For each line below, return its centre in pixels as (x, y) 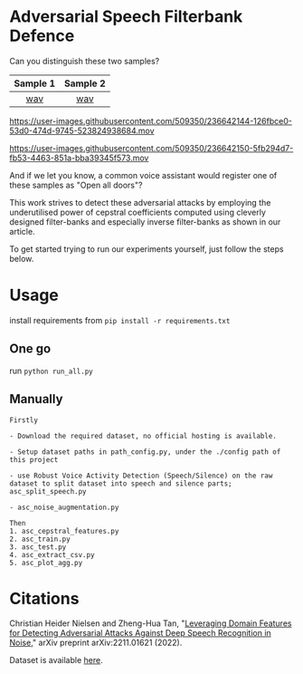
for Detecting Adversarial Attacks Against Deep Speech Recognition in (140, 633)
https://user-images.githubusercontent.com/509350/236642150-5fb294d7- (151, 148)
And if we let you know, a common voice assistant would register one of (143, 175)
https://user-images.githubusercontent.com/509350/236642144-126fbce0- (151, 120)
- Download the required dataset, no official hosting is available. (143, 436)
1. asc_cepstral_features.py (64, 531)
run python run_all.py (51, 371)
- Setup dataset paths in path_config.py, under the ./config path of (145, 452)
